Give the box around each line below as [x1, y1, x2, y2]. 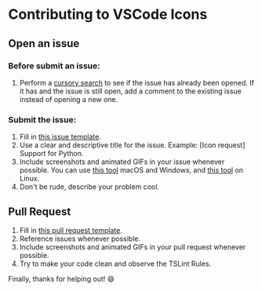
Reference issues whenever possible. [19, 234, 141, 243]
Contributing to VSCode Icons [8, 5, 208, 24]
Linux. [19, 174, 40, 184]
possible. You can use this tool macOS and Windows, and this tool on [19, 166, 244, 175]
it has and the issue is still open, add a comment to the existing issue [19, 86, 242, 96]
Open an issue [8, 37, 80, 50]
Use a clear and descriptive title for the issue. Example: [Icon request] [19, 140, 246, 150]
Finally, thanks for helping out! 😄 [8, 274, 115, 283]
